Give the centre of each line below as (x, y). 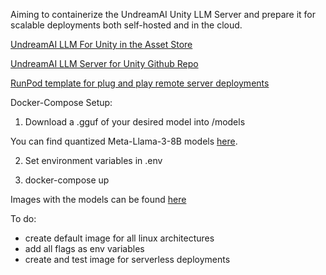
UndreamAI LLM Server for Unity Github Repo (104, 63)
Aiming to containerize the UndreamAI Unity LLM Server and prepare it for (163, 14)
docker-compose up (67, 180)
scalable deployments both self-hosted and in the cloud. (126, 25)
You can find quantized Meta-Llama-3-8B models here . (124, 141)
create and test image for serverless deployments (127, 259)
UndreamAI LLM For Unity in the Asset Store (101, 44)
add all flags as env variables (84, 248)
